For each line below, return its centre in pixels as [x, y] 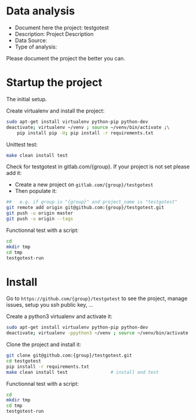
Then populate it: [36, 191]
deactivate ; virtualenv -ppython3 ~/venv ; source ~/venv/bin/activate [97, 333]
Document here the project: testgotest [62, 28]
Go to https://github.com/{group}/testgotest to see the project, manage [97, 298]
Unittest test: [22, 144]
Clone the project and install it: [44, 345]
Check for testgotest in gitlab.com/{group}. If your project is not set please [98, 167]
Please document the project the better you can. [66, 58]
